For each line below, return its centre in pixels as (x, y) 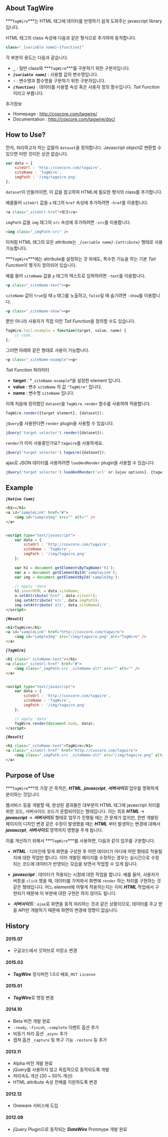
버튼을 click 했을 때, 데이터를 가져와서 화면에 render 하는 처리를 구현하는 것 (87, 880)
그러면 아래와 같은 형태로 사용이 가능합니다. (48, 350)
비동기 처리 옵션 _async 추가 (40, 1033)
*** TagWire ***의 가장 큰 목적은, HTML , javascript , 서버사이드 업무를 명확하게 (82, 788)
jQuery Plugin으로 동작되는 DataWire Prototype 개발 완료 (70, 1129)
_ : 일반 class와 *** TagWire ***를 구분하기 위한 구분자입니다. (71, 68)
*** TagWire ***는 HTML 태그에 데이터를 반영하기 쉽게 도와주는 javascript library (84, 21)
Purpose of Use (30, 776)
